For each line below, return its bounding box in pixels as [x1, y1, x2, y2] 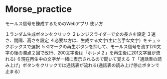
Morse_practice [5, 3, 72, 15]
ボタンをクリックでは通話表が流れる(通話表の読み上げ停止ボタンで [22, 62, 160, 68]
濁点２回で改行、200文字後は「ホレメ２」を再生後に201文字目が [22, 50, 156, 56]
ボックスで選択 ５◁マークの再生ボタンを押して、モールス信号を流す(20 [9, 43, 157, 49]
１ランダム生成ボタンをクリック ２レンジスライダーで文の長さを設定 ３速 [5, 31, 156, 37]
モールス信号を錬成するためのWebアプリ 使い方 [5, 20, 103, 26]
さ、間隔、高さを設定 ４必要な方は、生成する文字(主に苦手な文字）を [5, 37, 148, 43]
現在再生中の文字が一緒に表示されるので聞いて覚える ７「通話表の [21, 56, 158, 62]
